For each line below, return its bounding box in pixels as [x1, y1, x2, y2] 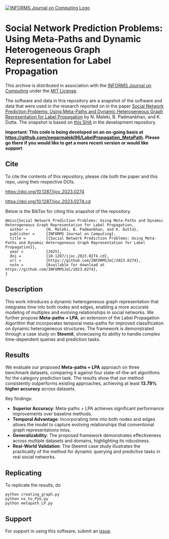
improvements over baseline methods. [12, 411, 92, 417]
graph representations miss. [12, 427, 72, 433]
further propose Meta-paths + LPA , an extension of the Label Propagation [5, 314, 160, 320]
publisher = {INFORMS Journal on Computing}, [10, 231, 116, 236]
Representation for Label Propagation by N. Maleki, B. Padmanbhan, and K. [5, 114, 161, 120]
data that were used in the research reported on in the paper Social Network [5, 103, 164, 109]
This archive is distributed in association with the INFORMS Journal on [5, 82, 151, 88]
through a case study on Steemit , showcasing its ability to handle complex [5, 331, 160, 337]
